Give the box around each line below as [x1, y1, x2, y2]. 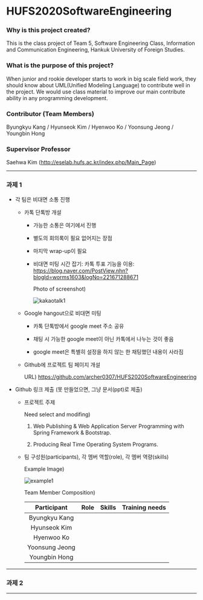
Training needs [121, 503, 166, 511]
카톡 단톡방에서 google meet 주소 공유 [33, 322, 124, 329]
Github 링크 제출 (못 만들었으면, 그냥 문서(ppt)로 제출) [14, 385, 143, 393]
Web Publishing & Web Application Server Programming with [33, 422, 184, 430]
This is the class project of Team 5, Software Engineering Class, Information [6, 39, 195, 47]
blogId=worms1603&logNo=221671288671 [33, 273, 139, 280]
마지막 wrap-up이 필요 [33, 247, 87, 254]
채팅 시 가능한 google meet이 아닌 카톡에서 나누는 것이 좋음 [33, 335, 174, 342]
